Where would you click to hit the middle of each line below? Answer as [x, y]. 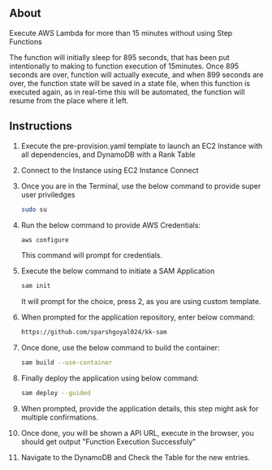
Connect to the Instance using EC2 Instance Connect [110, 170]
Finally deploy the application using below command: [110, 378]
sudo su [34, 209]
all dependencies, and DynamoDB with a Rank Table [108, 154]
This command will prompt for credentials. [92, 255]
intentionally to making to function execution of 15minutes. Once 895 [124, 66]
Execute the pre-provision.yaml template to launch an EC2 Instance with [142, 146]
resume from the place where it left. [69, 100]
